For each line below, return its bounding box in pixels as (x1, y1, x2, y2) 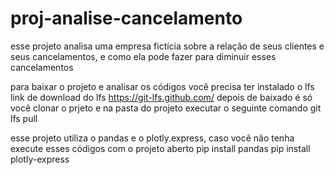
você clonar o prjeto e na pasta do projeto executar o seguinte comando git (10, 102, 322, 114)
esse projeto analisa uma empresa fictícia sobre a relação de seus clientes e (10, 40, 325, 52)
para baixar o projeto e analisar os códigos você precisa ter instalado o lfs (10, 80, 315, 92)
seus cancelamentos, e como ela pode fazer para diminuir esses (10, 50, 277, 62)
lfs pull (10, 112, 38, 124)
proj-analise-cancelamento (10, 7, 243, 30)
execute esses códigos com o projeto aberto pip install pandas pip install (10, 142, 311, 154)
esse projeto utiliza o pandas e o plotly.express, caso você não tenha (10, 132, 295, 144)
